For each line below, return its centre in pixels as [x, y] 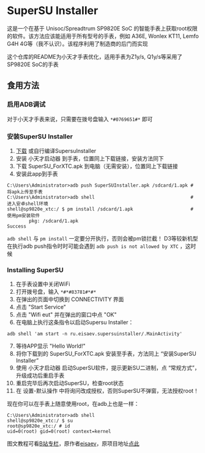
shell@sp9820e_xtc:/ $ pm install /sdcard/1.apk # [100, 209]
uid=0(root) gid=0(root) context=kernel [59, 432]
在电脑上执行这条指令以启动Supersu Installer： [75, 323]
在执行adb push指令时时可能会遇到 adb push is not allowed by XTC [93, 246]
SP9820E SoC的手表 [33, 64]
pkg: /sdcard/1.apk [54, 221]
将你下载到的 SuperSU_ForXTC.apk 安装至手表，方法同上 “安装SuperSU [106, 354]
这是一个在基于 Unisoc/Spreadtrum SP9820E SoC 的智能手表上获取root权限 [102, 28]
